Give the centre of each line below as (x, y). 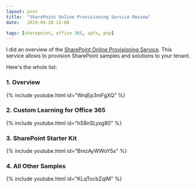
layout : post (22, 11)
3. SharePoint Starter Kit (42, 138)
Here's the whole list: (32, 67)
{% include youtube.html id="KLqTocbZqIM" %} (64, 179)
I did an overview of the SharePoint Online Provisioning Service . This (89, 50)
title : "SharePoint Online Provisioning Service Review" (78, 17)
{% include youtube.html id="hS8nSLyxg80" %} (64, 123)
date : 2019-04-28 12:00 (38, 22)
